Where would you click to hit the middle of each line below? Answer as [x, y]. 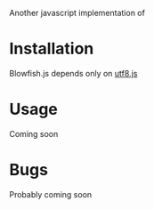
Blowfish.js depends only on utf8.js [73, 73]
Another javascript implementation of [77, 13]
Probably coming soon [51, 194]
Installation [52, 49]
